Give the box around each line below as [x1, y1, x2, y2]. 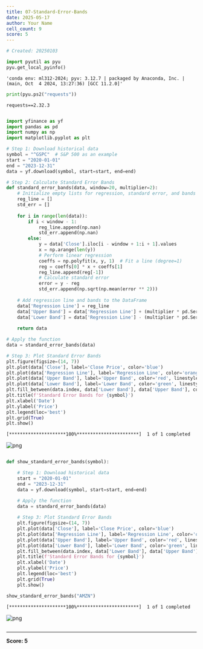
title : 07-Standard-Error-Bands [6, 8, 88, 15]
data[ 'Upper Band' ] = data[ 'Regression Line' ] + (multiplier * [17, 308, 180, 315]
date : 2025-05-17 [6, 15, 50, 21]
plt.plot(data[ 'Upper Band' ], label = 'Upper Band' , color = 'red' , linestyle [6, 376, 199, 382]
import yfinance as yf [6, 118, 63, 124]
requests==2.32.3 [6, 102, 50, 108]
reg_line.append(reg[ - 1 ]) [38, 269, 104, 275]
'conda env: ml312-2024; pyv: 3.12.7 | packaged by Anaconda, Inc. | [6, 75, 185, 82]
